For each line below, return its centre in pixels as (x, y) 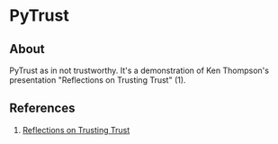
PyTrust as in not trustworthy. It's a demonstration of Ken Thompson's (139, 70)
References (42, 108)
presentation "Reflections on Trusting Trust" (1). (98, 80)
